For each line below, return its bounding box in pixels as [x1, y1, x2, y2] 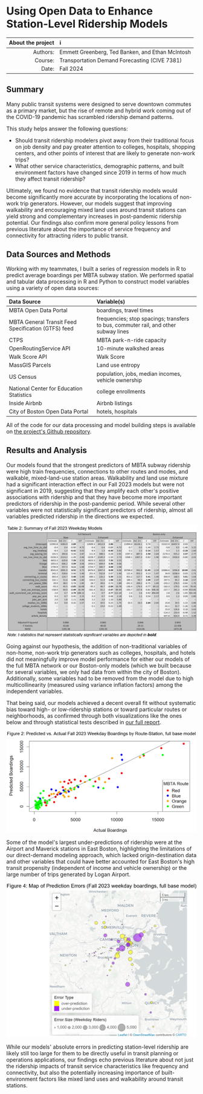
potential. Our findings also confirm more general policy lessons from [6, 219, 179, 226]
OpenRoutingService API [8, 344, 71, 352]
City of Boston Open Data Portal [8, 408, 89, 415]
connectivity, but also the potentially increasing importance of [6, 1069, 161, 1076]
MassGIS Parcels [8, 361, 51, 369]
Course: [34, 56, 54, 64]
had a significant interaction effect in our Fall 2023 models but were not [6, 480, 184, 487]
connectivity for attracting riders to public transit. [6, 231, 129, 239]
